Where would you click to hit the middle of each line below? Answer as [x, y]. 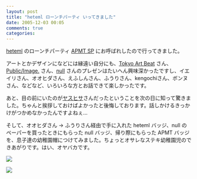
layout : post [22, 11]
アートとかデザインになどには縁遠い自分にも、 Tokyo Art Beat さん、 [89, 64]
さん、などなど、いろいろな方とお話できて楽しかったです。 [78, 85]
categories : [21, 34]
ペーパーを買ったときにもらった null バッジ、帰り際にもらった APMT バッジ [98, 132]
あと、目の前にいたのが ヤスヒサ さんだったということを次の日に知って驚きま [98, 98]
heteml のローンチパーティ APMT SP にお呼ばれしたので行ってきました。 [95, 51]
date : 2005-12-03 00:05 [35, 22]
